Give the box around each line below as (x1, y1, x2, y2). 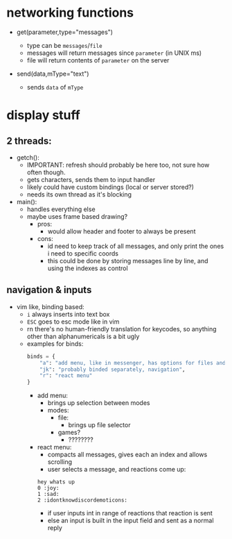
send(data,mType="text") (16, 69, 89, 78)
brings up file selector (68, 421, 131, 429)
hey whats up (37, 479, 75, 486)
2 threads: (6, 135, 52, 147)
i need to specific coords (47, 249, 119, 258)
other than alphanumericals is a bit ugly (26, 332, 140, 340)
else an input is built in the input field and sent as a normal (47, 516, 214, 525)
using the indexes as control (47, 264, 129, 272)
